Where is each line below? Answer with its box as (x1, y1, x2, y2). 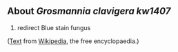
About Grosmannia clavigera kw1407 (7, 5, 171, 17)
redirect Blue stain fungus (17, 23, 91, 31)
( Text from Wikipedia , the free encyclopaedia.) (7, 37, 139, 45)
